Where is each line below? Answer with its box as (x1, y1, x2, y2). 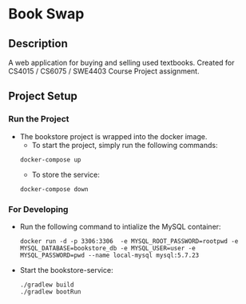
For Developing (8, 203, 69, 214)
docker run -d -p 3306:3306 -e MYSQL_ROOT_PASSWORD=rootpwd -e (19, 237, 239, 245)
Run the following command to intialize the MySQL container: (19, 222, 221, 231)
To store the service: (31, 170, 100, 179)
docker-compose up (19, 155, 81, 164)
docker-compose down (19, 185, 89, 193)
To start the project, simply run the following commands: (31, 140, 218, 150)
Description (8, 37, 68, 50)
